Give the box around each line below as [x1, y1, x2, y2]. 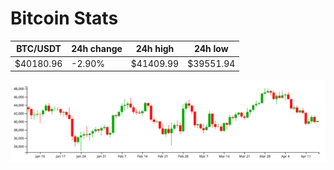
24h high [135, 43, 175, 55]
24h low [193, 43, 229, 55]
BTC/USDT [16, 43, 62, 55]
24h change [71, 43, 123, 55]
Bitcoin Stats [10, 7, 119, 30]
